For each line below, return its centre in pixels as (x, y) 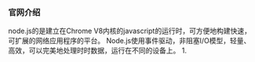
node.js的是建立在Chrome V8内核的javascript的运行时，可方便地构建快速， (129, 31)
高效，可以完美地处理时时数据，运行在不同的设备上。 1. (97, 51)
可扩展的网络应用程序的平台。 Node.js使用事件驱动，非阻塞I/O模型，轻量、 (129, 41)
